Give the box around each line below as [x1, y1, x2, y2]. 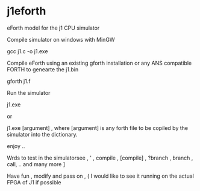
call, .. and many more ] [7, 160, 66, 167]
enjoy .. [7, 142, 25, 149]
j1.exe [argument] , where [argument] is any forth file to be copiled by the [7, 124, 189, 131]
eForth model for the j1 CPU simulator [7, 24, 100, 31]
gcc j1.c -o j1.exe [7, 47, 48, 55]
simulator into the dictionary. [7, 131, 78, 138]
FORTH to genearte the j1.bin [7, 65, 79, 73]
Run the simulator [7, 89, 51, 96]
